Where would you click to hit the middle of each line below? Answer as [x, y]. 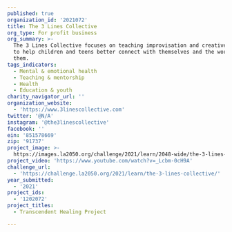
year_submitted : [30, 180]
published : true [30, 13]
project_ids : [26, 193]
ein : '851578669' [32, 135]
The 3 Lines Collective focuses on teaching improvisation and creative [120, 45]
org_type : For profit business [52, 33]
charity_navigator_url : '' [46, 97]
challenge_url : [29, 167]
